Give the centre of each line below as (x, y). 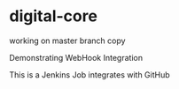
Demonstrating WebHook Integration (76, 57)
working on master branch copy (67, 41)
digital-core (53, 16)
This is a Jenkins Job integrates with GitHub (89, 74)
